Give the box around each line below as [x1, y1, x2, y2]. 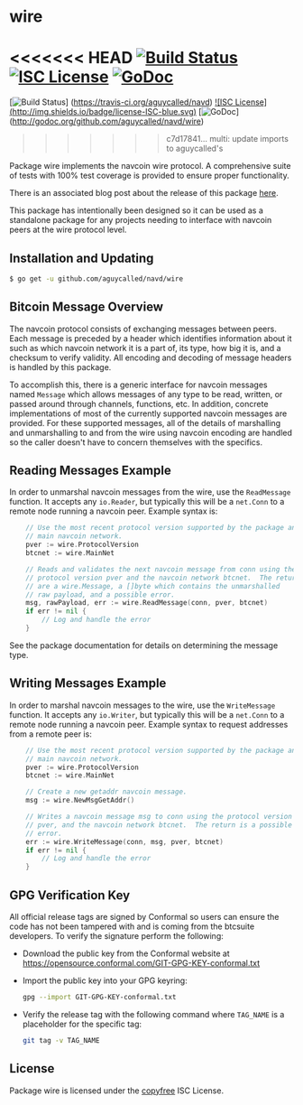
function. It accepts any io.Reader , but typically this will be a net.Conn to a [9, 497, 285, 507]
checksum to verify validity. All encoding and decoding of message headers [9, 352, 292, 363]
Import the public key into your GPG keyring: [22, 975, 188, 986]
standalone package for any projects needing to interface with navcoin [9, 215, 272, 226]
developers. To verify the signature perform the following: [9, 930, 224, 941]
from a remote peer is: [9, 729, 92, 739]
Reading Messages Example [9, 463, 171, 478]
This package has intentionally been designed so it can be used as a [9, 205, 264, 216]
